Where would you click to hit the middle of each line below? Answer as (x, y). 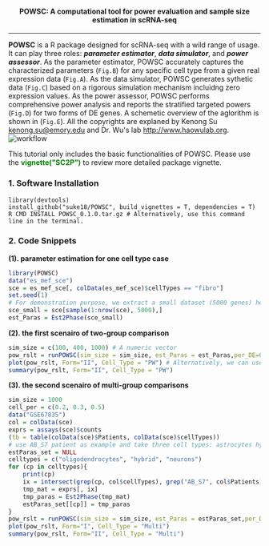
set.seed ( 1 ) (28, 295)
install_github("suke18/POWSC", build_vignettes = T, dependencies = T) (132, 207)
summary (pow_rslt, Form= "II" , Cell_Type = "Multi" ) (96, 534)
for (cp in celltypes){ (48, 467)
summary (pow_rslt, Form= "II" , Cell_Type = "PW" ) (91, 370)
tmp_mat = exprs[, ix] (60, 489)
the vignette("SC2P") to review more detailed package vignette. (115, 163)
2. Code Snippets (42, 241)
